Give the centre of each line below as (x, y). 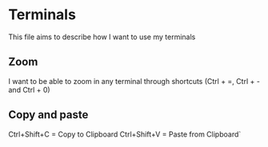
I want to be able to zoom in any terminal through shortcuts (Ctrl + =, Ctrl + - (134, 81)
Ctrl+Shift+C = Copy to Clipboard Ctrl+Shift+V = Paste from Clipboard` (125, 134)
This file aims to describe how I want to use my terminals (102, 37)
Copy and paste (48, 115)
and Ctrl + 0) (29, 89)
